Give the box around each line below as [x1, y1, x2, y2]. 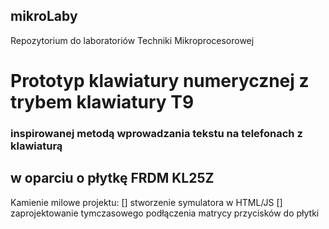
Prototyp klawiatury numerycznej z [10, 70, 310, 92]
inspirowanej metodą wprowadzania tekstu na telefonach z [10, 126, 303, 140]
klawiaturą [10, 139, 63, 153]
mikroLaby [10, 8, 78, 25]
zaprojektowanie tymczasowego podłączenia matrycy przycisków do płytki [10, 207, 320, 219]
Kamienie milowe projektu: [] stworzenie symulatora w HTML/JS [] [10, 196, 283, 208]
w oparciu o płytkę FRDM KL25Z [10, 170, 215, 187]
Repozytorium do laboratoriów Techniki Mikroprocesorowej [10, 34, 255, 46]
